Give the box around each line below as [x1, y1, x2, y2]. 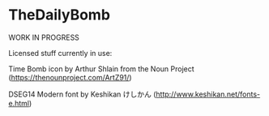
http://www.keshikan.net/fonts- [156, 89, 261, 99]
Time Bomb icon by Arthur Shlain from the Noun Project [8, 63, 194, 74]
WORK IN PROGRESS [8, 32, 79, 42]
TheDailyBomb [8, 6, 111, 24]
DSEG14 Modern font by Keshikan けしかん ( [8, 89, 156, 99]
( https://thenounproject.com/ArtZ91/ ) [8, 72, 132, 82]
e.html [8, 98, 30, 108]
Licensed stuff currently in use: [8, 48, 113, 58]
